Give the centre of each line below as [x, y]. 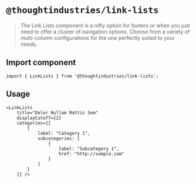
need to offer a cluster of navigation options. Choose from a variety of [105, 32]
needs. [29, 44]
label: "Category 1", [64, 133]
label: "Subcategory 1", [89, 148]
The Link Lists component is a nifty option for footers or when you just [105, 25]
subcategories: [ [59, 138]
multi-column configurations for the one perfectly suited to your [97, 38]
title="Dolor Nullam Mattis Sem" [58, 113]
